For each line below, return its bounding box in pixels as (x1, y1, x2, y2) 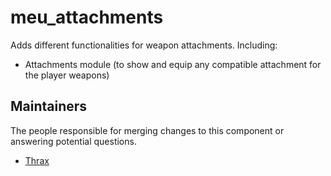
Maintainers (10, 98, 88, 115)
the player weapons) (24, 69, 110, 81)
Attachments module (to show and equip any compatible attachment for (24, 58, 322, 70)
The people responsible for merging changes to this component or (10, 124, 285, 136)
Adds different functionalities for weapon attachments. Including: (10, 39, 278, 51)
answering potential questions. (10, 135, 137, 147)
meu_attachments (10, 6, 164, 29)
